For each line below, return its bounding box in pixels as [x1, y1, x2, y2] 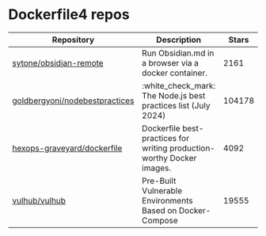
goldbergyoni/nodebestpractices [12, 95, 135, 106]
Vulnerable [142, 185, 183, 196]
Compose [142, 215, 178, 226]
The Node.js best [142, 89, 206, 101]
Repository [51, 34, 95, 45]
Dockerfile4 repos [8, 6, 130, 24]
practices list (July [142, 100, 211, 111]
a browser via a [142, 57, 199, 68]
